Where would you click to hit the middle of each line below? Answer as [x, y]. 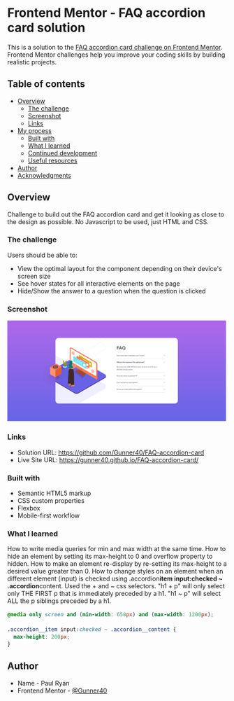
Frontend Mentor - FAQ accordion [107, 13]
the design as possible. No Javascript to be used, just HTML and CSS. [108, 221]
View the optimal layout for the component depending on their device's [119, 268]
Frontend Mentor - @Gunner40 [62, 690]
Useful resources [53, 160]
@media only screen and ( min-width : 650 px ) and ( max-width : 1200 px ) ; [111, 615]
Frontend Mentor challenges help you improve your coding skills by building [116, 55]
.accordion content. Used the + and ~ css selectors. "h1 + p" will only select [116, 586]
